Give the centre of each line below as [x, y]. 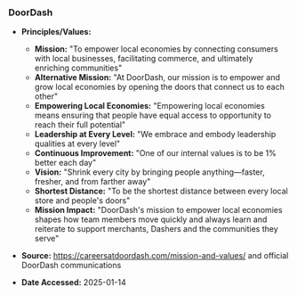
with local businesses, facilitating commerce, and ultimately [144, 59]
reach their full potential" [80, 125]
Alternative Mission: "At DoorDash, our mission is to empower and [157, 78]
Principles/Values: [56, 32]
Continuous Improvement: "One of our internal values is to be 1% [155, 153]
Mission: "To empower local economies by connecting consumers [157, 49]
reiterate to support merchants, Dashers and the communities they [157, 229]
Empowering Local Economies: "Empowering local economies [150, 106]
